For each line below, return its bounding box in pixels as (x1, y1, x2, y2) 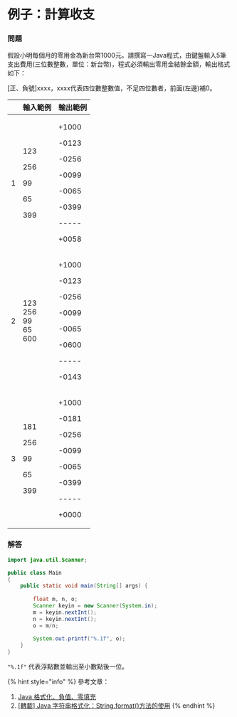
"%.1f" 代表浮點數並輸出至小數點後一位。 (7, 662, 128, 671)
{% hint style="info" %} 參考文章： (7, 677, 110, 686)
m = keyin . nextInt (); (33, 609, 98, 616)
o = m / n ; (33, 622, 59, 630)
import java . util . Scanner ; (7, 556, 88, 563)
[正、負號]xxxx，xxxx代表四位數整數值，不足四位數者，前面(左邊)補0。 (7, 84, 216, 92)
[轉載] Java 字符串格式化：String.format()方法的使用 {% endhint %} (17, 701, 216, 710)
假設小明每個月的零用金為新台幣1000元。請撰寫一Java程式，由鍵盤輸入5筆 (7, 51, 226, 60)
